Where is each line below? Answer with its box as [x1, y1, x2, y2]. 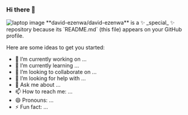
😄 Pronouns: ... [14, 96, 54, 104]
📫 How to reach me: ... [14, 88, 73, 95]
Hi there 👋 [6, 5, 36, 14]
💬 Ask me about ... [14, 81, 61, 89]
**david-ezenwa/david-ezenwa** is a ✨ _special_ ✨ [46, 19, 175, 26]
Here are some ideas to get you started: [6, 44, 105, 51]
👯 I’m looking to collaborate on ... [14, 69, 97, 76]
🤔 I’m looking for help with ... [14, 75, 86, 82]
